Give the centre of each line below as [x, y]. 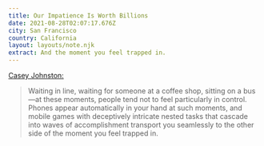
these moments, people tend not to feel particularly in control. [145, 99]
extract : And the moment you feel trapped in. [87, 53]
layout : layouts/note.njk [51, 45]
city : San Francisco [43, 30]
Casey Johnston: [36, 75]
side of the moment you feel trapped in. [93, 133]
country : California [43, 38]
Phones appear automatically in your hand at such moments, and [135, 108]
